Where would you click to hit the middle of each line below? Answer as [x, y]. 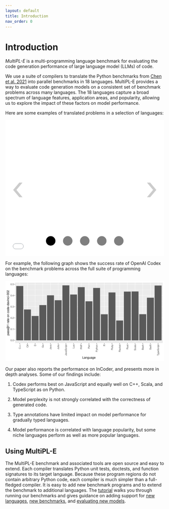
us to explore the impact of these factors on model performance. [73, 103]
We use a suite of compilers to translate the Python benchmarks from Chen [83, 76]
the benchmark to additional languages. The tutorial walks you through [79, 490]
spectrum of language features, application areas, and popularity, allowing [82, 98]
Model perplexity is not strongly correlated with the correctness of [81, 400]
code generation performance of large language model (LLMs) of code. [79, 66]
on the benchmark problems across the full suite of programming [73, 269]
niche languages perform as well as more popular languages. [76, 435]
